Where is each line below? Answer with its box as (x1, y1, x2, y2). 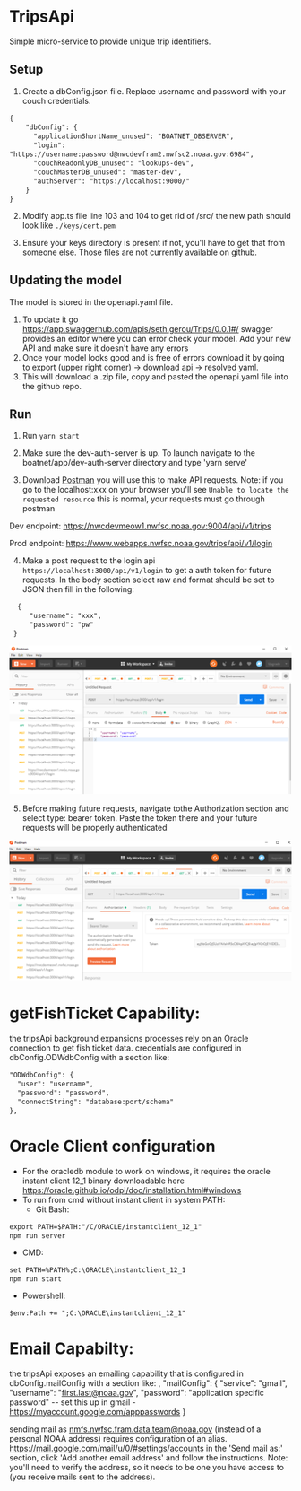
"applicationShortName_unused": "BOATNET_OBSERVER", (32, 132, 235, 141)
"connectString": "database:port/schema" (17, 1097, 175, 1106)
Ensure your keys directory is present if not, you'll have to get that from (21, 237, 286, 248)
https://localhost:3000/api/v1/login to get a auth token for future (21, 565, 271, 576)
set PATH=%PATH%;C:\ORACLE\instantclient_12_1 (9, 1265, 186, 1275)
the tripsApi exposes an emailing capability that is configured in (9, 1368, 244, 1379)
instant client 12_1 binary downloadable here (21, 1175, 185, 1186)
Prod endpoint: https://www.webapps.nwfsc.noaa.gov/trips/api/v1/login (9, 538, 273, 549)
